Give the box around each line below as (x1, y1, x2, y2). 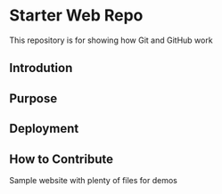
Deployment (9, 121, 79, 136)
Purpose (9, 91, 58, 106)
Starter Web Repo (9, 5, 144, 26)
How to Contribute (9, 151, 114, 166)
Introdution (9, 61, 73, 76)
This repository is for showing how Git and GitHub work (9, 35, 213, 45)
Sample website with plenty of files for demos (9, 174, 178, 185)
